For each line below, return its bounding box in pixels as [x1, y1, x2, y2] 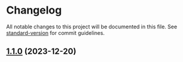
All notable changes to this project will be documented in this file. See [6, 23, 178, 30]
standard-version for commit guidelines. [6, 29, 105, 36]
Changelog [6, 4, 62, 17]
